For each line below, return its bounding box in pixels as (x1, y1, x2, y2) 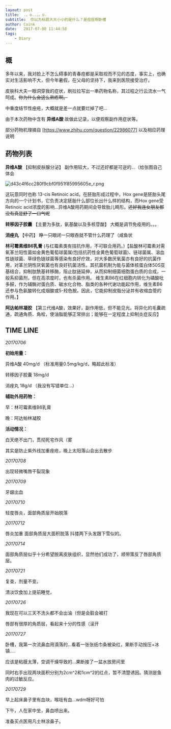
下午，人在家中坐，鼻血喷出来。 (5, 708, 72, 714)
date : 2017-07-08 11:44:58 (5, 27, 67, 32)
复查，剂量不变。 (5, 579, 41, 585)
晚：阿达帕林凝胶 (5, 415, 41, 421)
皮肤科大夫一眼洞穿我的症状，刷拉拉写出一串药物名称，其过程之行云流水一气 (5, 88, 166, 94)
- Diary (14, 36, 31, 41)
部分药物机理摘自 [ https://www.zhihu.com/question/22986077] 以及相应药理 (5, 127, 165, 133)
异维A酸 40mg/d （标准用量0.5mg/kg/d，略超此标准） (5, 361, 119, 367)
